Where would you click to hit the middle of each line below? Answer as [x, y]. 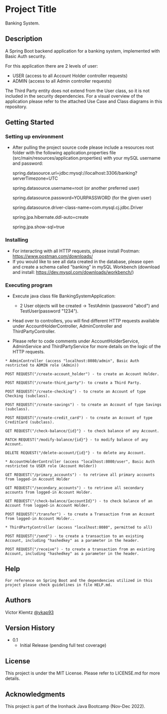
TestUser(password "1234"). [49, 311]
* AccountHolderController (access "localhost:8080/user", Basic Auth [80, 462]
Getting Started [30, 122]
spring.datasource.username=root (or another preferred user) [76, 188]
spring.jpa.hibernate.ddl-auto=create [50, 217]
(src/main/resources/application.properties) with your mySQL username [86, 158]
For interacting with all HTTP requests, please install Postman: [76, 251]
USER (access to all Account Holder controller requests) [70, 76]
